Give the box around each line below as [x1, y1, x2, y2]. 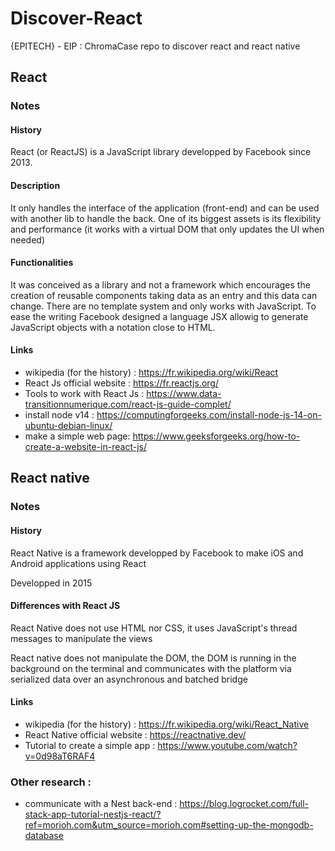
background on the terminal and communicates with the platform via [10, 662, 292, 674]
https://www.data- [146, 388, 222, 400]
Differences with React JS [10, 600, 121, 612]
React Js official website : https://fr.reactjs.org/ [24, 377, 219, 389]
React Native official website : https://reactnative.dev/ [24, 728, 247, 741]
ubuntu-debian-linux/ [24, 420, 113, 432]
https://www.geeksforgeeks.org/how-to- [132, 430, 301, 442]
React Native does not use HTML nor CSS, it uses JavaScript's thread [10, 622, 298, 634]
